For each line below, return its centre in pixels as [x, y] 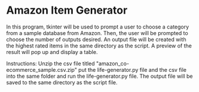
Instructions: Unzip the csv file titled [50, 64]
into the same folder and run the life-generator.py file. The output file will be [99, 76]
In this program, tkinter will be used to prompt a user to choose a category [98, 27]
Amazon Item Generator [67, 10]
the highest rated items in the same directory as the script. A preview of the [99, 46]
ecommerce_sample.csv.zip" [42, 69]
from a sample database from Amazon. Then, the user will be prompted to [97, 33]
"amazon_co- [113, 64]
